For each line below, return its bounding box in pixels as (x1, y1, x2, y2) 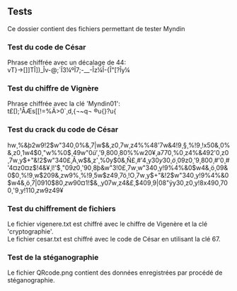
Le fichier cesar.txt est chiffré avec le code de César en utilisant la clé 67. (7, 235, 221, 243)
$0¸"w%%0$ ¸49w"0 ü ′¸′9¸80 (33, 148, 115, 156)
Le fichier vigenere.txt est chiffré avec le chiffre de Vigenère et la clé (7, 219, 207, 228)
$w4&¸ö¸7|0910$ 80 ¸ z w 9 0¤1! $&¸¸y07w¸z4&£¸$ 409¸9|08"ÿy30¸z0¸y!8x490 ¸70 (7, 178, 229, 187)
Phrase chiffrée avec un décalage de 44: (7, 58, 126, 67)
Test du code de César (7, 42, 86, 52)
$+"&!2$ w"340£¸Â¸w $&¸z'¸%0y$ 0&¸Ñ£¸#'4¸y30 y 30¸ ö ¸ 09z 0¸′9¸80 (22, 156, 209, 164)
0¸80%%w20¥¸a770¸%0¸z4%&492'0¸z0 (113, 148, 229, 156)
